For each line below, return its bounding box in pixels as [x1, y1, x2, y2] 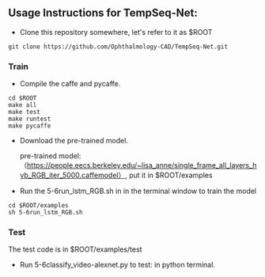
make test [8, 108, 41, 116]
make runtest [8, 115, 51, 123]
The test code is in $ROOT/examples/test [8, 245, 142, 254]
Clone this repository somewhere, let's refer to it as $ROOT [19, 27, 213, 36]
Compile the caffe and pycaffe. [19, 79, 121, 89]
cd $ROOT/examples [8, 202, 69, 210]
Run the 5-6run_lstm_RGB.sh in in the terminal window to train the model [19, 186, 257, 196]
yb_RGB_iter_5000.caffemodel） [19, 170, 126, 180]
